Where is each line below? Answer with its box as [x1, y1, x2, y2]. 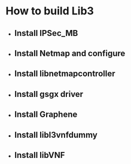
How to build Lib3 [5, 4, 94, 18]
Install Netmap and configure [14, 48, 126, 58]
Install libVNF [14, 150, 65, 160]
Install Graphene [14, 110, 78, 120]
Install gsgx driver [14, 89, 84, 99]
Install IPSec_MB [14, 28, 78, 38]
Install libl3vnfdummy [14, 130, 98, 140]
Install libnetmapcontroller [14, 69, 115, 79]
